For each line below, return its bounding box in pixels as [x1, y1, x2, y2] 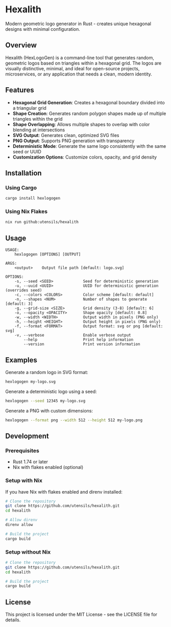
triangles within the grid [12, 115, 63, 122]
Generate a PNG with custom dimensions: [5, 407, 93, 414]
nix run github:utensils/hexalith [5, 220, 79, 225]
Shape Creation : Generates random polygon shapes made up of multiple [12, 110, 166, 116]
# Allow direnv [5, 517, 38, 523]
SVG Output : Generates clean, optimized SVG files [12, 132, 119, 138]
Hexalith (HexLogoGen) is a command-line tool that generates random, [5, 54, 154, 61]
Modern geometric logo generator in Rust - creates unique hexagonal [5, 21, 152, 27]
